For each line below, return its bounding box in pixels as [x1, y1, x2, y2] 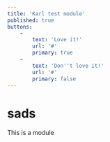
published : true [7, 17, 54, 24]
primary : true [32, 50, 73, 57]
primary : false [32, 75, 77, 83]
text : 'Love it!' [32, 36, 82, 43]
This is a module [7, 129, 54, 137]
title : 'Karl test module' [7, 10, 86, 17]
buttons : [7, 23, 33, 30]
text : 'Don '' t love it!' [32, 62, 104, 69]
